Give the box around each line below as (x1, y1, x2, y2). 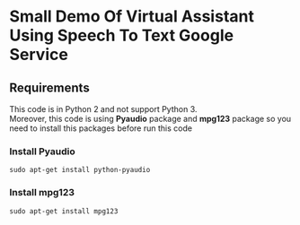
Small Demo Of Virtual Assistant (9, 6, 254, 27)
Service (9, 45, 69, 65)
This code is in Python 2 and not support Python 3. (9, 104, 198, 114)
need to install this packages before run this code (9, 123, 193, 134)
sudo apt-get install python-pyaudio (9, 166, 151, 175)
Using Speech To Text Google (9, 25, 234, 46)
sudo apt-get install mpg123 (9, 206, 119, 216)
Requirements (9, 80, 90, 95)
